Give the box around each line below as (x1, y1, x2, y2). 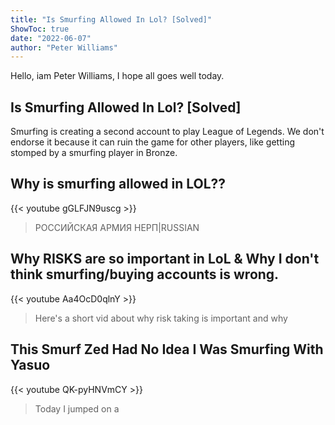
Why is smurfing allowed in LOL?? (10, 176, 227, 193)
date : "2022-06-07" (10, 33, 92, 43)
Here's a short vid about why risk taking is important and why (34, 312, 288, 324)
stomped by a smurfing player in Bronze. (10, 147, 178, 159)
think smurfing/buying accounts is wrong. (10, 266, 280, 283)
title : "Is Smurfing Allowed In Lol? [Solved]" (10, 14, 213, 25)
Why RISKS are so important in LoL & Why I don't (10, 251, 320, 268)
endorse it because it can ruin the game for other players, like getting (10, 136, 296, 148)
